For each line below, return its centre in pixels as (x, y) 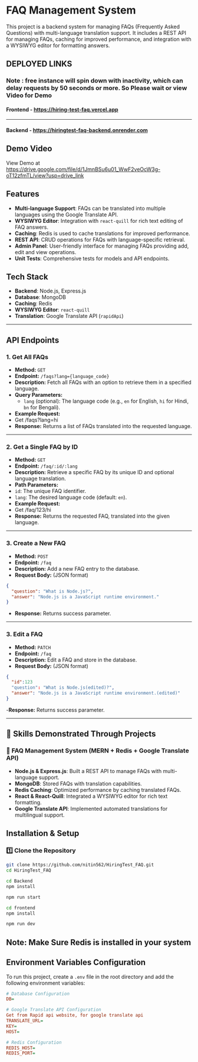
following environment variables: (46, 983)
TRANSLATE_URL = (25, 1021)
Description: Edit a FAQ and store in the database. (76, 660)
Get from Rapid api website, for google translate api (75, 1015)
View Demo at (23, 163)
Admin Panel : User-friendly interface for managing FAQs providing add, (102, 246)
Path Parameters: (37, 485)
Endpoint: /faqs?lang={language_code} (62, 376)
